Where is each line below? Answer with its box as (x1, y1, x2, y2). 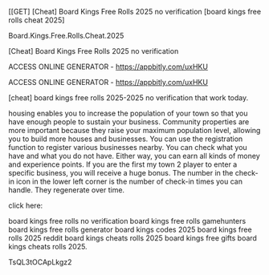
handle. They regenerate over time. (8, 185, 125, 195)
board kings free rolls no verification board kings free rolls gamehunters (8, 216, 247, 225)
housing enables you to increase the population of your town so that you (8, 108, 248, 118)
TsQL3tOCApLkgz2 (8, 257, 72, 267)
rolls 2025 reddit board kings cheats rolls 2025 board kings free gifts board (8, 233, 257, 243)
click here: (8, 200, 43, 210)
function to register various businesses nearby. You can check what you (8, 143, 247, 152)
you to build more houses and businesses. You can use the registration (8, 134, 243, 144)
